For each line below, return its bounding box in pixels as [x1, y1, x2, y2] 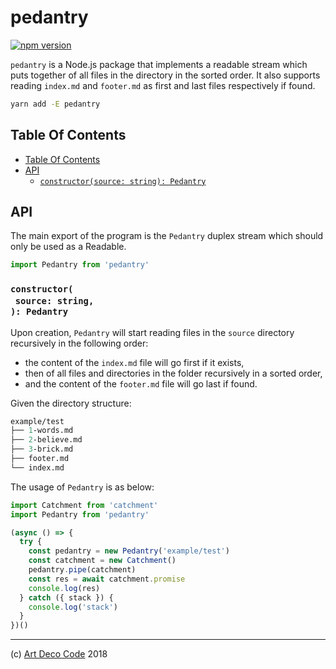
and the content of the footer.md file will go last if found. [24, 377, 258, 390]
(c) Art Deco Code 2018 [10, 648, 108, 660]
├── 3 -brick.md [10, 444, 74, 455]
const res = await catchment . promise [28, 574, 186, 584]
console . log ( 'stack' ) [28, 602, 118, 612]
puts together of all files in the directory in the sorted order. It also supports [10, 69, 321, 81]
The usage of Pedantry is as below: [10, 481, 155, 493]
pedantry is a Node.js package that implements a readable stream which [10, 58, 308, 70]
